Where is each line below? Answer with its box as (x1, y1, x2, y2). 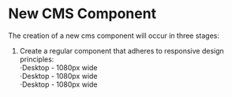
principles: (19, 54, 54, 64)
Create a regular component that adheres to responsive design (19, 46, 225, 55)
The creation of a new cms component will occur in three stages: (8, 31, 219, 40)
